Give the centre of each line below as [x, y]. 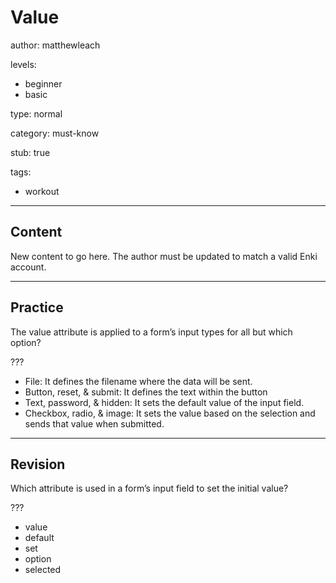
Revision [38, 464]
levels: [23, 64]
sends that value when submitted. [94, 423]
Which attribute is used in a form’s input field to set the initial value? [149, 488]
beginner [43, 83]
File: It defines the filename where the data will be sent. [138, 381]
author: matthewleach [55, 45]
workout [42, 191]
